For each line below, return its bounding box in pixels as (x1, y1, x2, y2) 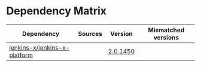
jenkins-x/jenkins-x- (9, 43, 70, 51)
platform (9, 51, 33, 59)
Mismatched (148, 26, 185, 34)
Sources (78, 29, 103, 38)
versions (153, 33, 179, 41)
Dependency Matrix (6, 4, 106, 18)
